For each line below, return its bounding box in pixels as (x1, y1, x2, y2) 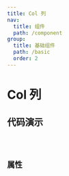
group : (7, 36, 26, 43)
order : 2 (13, 55, 38, 62)
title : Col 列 (7, 10, 46, 17)
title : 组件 (13, 23, 46, 30)
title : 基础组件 (13, 42, 56, 49)
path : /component (13, 29, 63, 37)
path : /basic (13, 49, 51, 56)
